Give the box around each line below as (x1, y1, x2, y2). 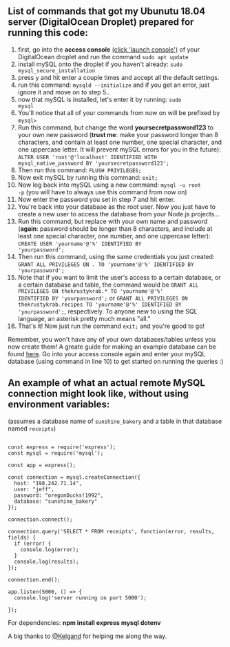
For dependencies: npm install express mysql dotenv (8, 618, 161, 626)
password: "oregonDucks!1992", (14, 492, 104, 499)
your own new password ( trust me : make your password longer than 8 (17, 130, 219, 138)
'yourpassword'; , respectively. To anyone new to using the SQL (17, 307, 198, 316)
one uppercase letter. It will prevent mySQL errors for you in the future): (17, 145, 221, 154)
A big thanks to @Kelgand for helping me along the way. (8, 632, 167, 640)
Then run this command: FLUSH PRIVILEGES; (17, 165, 142, 174)
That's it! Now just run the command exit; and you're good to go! (17, 322, 205, 330)
